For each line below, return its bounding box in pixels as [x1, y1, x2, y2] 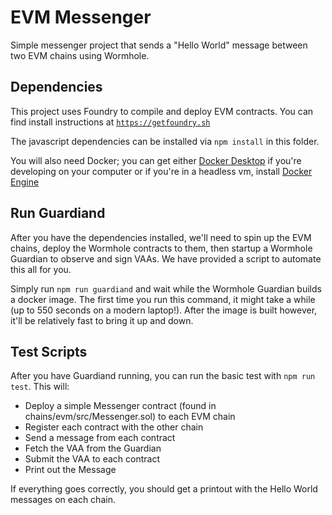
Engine [10, 176, 40, 188]
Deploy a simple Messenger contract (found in [24, 400, 217, 412]
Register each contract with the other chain [24, 421, 204, 433]
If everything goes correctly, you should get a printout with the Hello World [10, 483, 318, 495]
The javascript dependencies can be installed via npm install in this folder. [10, 135, 320, 147]
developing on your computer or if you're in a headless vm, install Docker [10, 165, 313, 177]
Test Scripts [10, 343, 88, 360]
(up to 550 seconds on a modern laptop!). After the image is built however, [10, 304, 318, 316]
